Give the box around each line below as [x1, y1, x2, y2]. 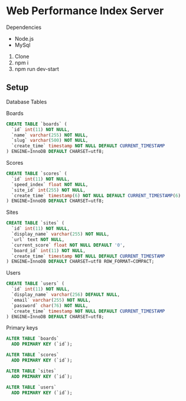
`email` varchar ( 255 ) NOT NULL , [11, 297, 92, 303]
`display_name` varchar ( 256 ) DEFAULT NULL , [11, 292, 120, 298]
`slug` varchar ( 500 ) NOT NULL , [11, 138, 89, 144]
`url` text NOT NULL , [11, 236, 65, 243]
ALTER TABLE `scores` [6, 352, 60, 358]
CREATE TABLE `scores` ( [6, 171, 67, 177]
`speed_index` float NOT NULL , [11, 181, 89, 187]
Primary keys [6, 324, 38, 331]
